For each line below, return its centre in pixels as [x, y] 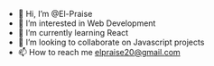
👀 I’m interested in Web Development [87, 23]
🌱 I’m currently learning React [73, 33]
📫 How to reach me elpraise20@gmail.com [99, 52]
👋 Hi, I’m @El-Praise [55, 14]
